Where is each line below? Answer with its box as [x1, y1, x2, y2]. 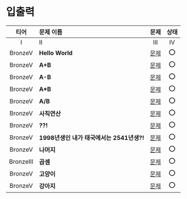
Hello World [39, 49, 73, 57]
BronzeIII [9, 157, 34, 166]
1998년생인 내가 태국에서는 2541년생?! [39, 134, 145, 142]
